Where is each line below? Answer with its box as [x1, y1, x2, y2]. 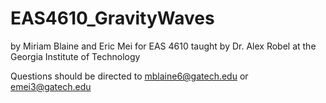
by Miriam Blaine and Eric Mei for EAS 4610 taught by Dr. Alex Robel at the [10, 40, 317, 52]
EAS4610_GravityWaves [10, 7, 215, 30]
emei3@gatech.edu [10, 80, 92, 92]
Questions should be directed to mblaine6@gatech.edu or [10, 70, 249, 82]
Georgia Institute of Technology [10, 50, 141, 62]
